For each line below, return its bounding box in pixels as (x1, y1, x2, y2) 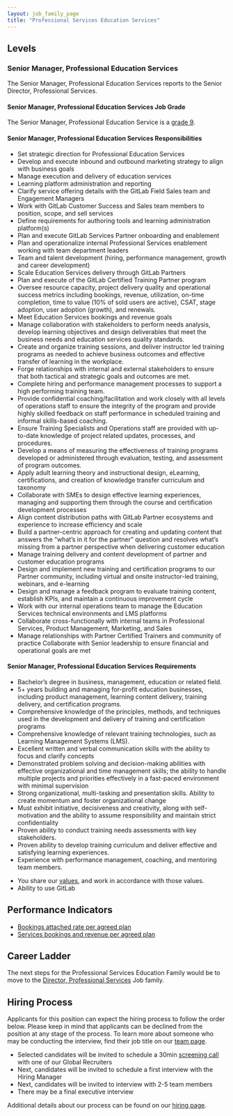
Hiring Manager (17, 1073, 63, 1081)
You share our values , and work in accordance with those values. (17, 876, 204, 884)
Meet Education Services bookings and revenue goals (17, 312, 172, 321)
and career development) (17, 261, 90, 269)
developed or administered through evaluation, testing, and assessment (17, 453, 223, 462)
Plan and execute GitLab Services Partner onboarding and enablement (17, 231, 220, 239)
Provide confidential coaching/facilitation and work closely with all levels (17, 394, 226, 402)
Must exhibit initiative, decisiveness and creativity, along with (17, 804, 193, 812)
